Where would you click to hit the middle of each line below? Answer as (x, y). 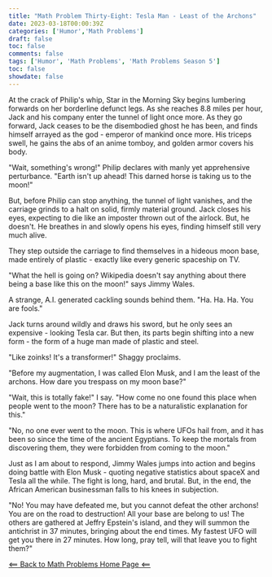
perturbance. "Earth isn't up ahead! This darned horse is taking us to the (130, 176)
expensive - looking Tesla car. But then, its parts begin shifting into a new (131, 332)
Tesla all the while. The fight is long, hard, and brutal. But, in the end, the (130, 480)
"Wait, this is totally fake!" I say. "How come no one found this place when (132, 397)
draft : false (31, 39)
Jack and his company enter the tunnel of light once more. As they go (125, 117)
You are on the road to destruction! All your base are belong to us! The (127, 514)
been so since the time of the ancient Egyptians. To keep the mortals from (132, 439)
